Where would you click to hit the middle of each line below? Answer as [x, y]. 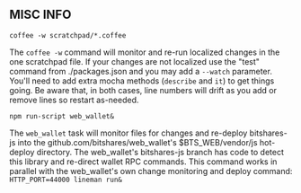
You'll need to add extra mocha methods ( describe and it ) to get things [142, 81]
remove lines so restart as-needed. [74, 100]
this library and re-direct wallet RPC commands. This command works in [143, 162]
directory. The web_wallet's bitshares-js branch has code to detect [160, 152]
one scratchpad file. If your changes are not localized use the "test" [135, 61]
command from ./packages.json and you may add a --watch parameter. [141, 71]
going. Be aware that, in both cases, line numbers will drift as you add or [143, 90]
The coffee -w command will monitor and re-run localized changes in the [145, 52]
